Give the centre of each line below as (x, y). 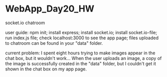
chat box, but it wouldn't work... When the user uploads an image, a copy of (83, 58)
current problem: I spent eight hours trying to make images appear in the (80, 53)
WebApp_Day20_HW (50, 9)
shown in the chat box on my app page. (46, 69)
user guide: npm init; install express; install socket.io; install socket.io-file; (81, 32)
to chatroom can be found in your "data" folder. (54, 43)
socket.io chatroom (25, 23)
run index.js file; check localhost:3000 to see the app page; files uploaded (82, 38)
